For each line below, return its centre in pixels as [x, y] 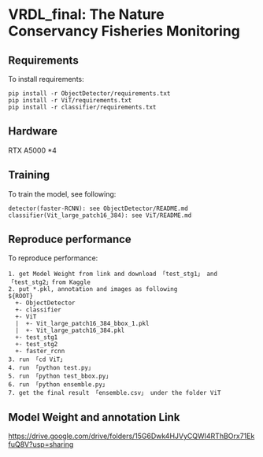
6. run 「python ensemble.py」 [58, 385]
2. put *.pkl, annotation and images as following [93, 289]
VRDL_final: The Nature [87, 15]
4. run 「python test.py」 [51, 368]
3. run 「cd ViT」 [37, 359]
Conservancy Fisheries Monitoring [124, 31]
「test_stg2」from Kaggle [49, 282]
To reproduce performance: [53, 258]
